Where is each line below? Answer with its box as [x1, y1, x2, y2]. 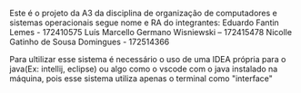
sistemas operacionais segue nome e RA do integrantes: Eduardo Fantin [9, 17, 279, 28]
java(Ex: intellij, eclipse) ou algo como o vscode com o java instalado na [9, 63, 278, 74]
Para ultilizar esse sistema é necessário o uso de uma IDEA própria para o [9, 54, 286, 64]
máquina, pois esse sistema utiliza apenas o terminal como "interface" [9, 73, 273, 84]
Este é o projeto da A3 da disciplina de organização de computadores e [9, 8, 277, 18]
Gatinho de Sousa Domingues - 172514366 [9, 36, 170, 47]
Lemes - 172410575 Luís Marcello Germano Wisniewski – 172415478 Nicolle [9, 27, 293, 37]
